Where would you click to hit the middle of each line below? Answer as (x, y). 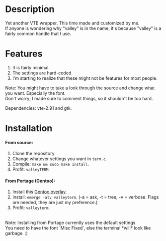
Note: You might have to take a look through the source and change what (80, 88)
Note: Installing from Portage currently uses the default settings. (71, 223)
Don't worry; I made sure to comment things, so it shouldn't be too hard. (79, 98)
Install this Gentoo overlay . (40, 192)
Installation (29, 128)
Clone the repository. (34, 154)
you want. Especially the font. (35, 93)
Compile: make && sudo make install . (51, 164)
